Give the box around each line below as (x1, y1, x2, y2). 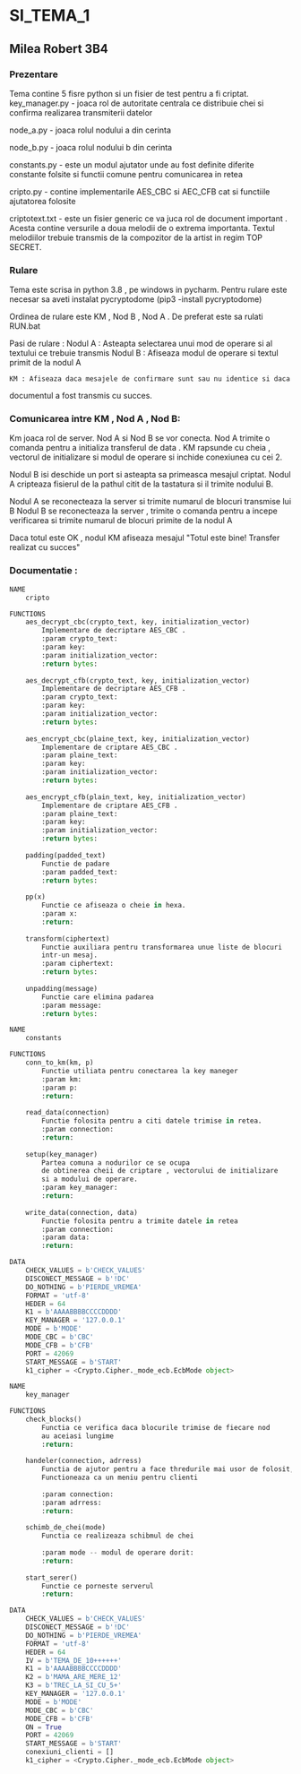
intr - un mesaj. (41, 951, 99, 960)
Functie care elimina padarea (41, 992, 154, 1002)
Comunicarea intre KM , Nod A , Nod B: (9, 413, 181, 426)
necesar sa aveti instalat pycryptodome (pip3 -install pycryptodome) (9, 294, 262, 305)
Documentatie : (9, 564, 78, 577)
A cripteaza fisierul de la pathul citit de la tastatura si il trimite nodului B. (9, 478, 274, 489)
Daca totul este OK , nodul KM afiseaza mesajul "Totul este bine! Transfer (9, 532, 280, 543)
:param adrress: (41, 1498, 102, 1507)
